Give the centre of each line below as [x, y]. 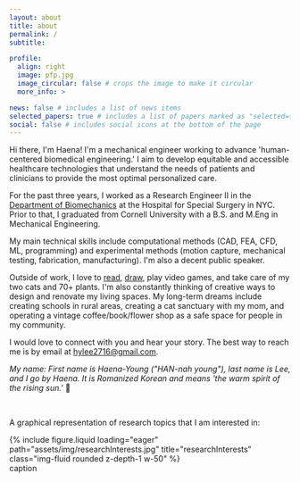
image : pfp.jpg [46, 75]
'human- [274, 150]
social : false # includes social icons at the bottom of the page [135, 125]
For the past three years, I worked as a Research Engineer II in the [130, 195]
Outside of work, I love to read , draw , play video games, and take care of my [150, 278]
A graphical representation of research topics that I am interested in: [135, 423]
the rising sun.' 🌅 [40, 388]
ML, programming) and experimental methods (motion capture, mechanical [147, 251]
